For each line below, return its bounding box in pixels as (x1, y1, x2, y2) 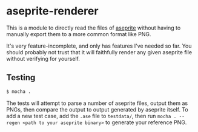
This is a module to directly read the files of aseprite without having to (6, 24, 181, 31)
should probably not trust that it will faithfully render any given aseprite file (6, 48, 193, 55)
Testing (6, 72, 36, 83)
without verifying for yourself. (6, 55, 80, 62)
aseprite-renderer (6, 4, 99, 18)
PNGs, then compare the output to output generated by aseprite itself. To (6, 105, 189, 113)
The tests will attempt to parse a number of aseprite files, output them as (6, 99, 188, 107)
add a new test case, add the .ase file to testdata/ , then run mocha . (6, 112, 177, 119)
